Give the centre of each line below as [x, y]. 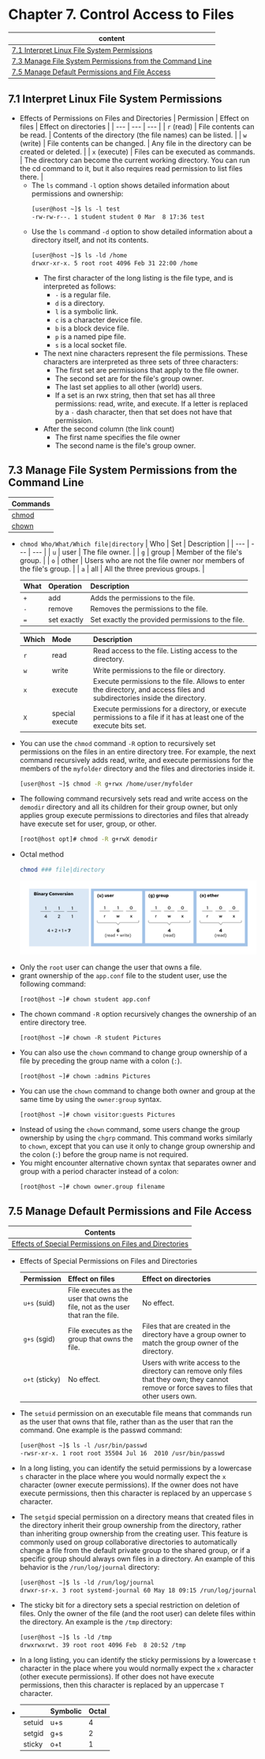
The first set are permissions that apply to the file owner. [147, 370]
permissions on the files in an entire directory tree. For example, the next [138, 752]
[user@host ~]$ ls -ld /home [79, 255]
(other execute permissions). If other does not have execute [117, 1677]
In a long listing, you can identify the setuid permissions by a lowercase [136, 1468]
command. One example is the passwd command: [101, 1430]
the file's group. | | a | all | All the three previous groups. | [112, 569]
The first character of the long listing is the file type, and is [138, 278]
